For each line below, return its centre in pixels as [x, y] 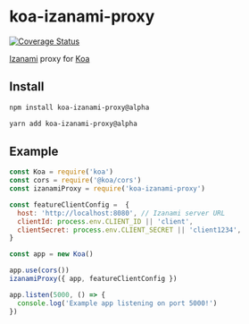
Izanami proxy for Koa [50, 58]
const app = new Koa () [51, 254]
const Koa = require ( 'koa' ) [62, 172]
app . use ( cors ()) [39, 270]
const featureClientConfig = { [69, 205]
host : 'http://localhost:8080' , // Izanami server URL [121, 213]
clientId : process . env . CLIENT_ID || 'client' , [105, 221]
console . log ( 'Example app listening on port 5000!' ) [117, 303]
